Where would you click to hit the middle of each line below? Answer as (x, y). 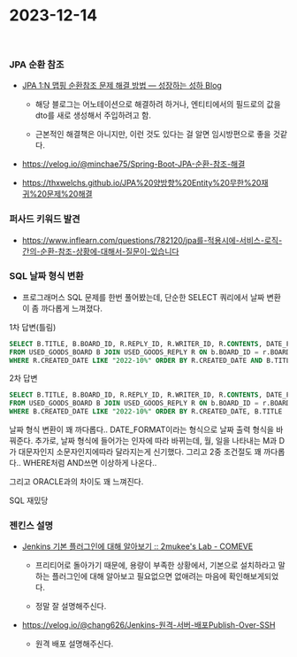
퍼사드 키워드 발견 (45, 220)
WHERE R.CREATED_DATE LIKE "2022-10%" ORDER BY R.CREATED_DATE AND (136, 360)
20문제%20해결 (65, 194)
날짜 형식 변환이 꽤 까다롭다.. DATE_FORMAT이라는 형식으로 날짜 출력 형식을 (141, 429)
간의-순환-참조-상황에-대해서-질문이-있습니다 (100, 251)
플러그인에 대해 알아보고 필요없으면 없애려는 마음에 (139, 576)
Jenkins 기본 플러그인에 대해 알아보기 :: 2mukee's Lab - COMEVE (137, 546)
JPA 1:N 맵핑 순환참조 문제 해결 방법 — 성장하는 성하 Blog (122, 86)
